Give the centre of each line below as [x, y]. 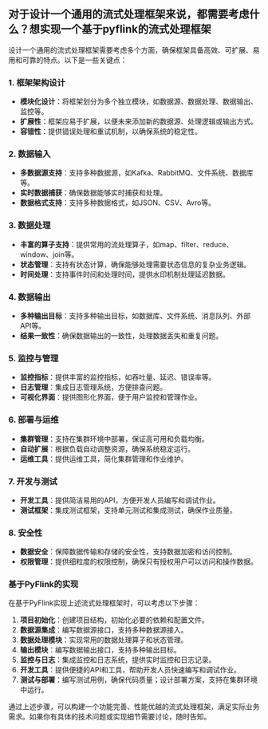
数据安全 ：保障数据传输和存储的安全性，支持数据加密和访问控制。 [128, 552]
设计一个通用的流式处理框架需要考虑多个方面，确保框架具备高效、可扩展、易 [134, 49]
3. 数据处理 [30, 226]
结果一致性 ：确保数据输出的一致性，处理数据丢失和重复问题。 [121, 336]
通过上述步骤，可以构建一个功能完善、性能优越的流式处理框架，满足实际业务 [134, 707]
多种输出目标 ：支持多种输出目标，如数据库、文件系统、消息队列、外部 [135, 316]
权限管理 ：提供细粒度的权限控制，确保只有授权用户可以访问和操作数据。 [138, 562]
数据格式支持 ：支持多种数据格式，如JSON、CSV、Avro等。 [117, 203]
